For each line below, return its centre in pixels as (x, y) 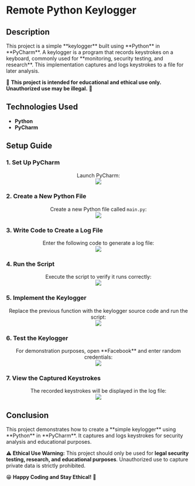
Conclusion (28, 415)
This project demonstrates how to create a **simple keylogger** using (91, 430)
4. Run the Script (30, 264)
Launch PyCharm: (98, 175)
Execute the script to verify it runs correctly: (98, 277)
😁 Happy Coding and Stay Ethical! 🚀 (51, 477)
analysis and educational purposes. (49, 442)
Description (28, 32)
